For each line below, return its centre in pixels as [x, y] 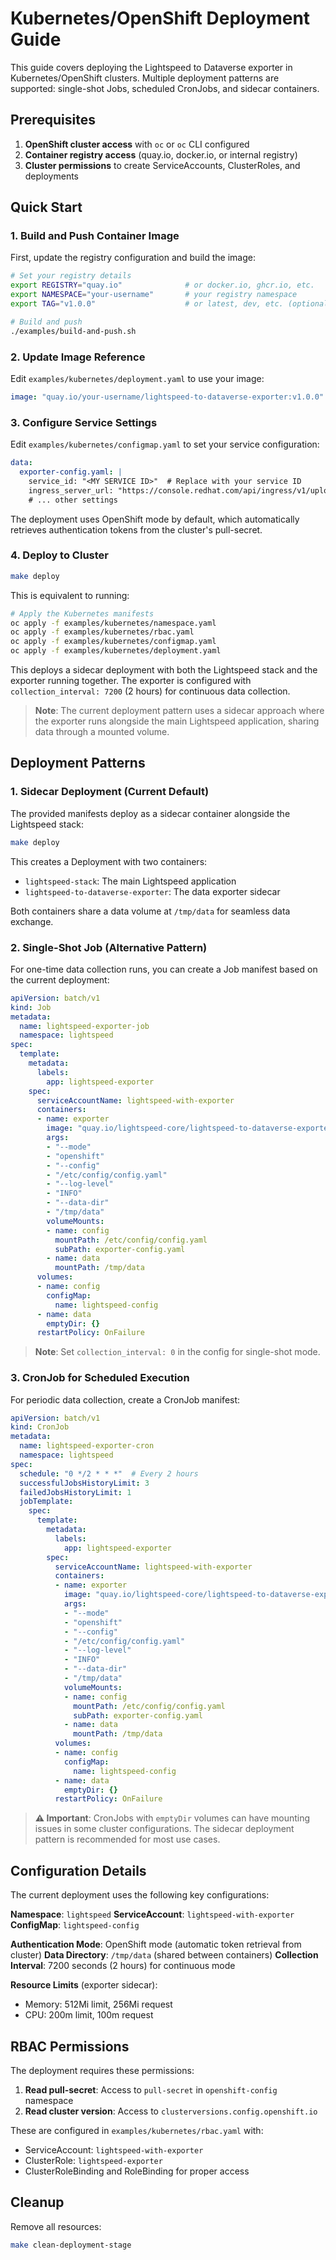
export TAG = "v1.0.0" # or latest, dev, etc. [147, 304]
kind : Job [31, 1007]
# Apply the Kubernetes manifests [82, 613]
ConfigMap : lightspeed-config [75, 1925]
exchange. [32, 921]
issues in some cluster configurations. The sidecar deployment [164, 1829]
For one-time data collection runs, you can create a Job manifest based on [164, 969]
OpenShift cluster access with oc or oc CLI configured [137, 144]
